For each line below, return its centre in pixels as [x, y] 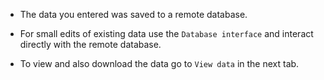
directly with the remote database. [90, 44]
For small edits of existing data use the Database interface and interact [166, 33]
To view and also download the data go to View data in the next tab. [159, 63]
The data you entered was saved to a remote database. [133, 14]
